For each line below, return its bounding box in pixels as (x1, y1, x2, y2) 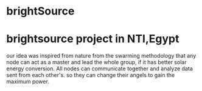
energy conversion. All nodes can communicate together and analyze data (6, 65, 193, 72)
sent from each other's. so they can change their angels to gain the (6, 72, 175, 79)
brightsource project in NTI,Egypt (6, 32, 179, 46)
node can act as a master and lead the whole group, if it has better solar (6, 59, 187, 66)
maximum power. (6, 78, 50, 86)
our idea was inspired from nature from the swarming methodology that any (6, 52, 197, 59)
